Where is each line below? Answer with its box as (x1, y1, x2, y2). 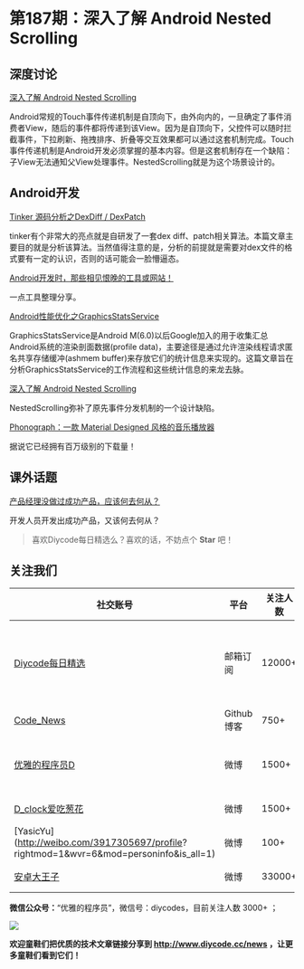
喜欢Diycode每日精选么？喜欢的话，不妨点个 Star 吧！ (31, 534, 234, 545)
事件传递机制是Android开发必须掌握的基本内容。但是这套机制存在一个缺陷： (9, 146, 292, 156)
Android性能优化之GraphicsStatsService (9, 310, 160, 321)
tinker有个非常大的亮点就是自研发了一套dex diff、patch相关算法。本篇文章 (9, 230, 287, 241)
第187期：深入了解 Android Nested (9, 8, 271, 29)
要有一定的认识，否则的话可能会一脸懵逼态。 (16, 252, 184, 263)
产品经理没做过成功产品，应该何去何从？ (9, 495, 160, 507)
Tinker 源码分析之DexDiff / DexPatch (9, 211, 147, 222)
